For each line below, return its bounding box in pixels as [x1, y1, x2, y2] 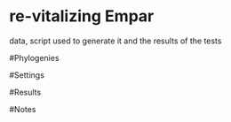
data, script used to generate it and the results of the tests [9, 35, 222, 46]
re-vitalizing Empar [9, 6, 155, 27]
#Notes [9, 103, 36, 114]
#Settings [9, 69, 44, 80]
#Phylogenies [9, 52, 60, 63]
